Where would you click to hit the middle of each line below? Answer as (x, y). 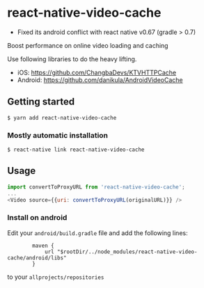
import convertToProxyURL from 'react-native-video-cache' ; (96, 187)
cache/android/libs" (37, 258)
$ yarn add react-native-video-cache (62, 118)
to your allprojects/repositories (56, 277)
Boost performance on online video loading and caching (88, 45)
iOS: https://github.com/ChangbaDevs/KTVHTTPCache (96, 72)
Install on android (37, 218)
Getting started (41, 102)
